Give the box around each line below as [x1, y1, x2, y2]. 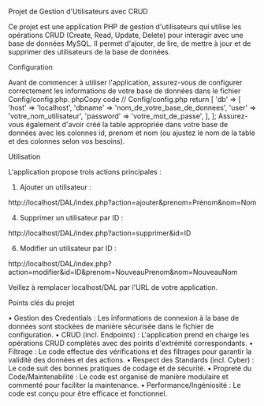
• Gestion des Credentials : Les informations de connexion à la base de [8, 314, 240, 322]
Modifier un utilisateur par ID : [19, 244, 117, 253]
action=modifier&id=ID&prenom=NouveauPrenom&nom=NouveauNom [8, 268, 238, 276]
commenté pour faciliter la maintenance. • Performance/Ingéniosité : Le [8, 381, 242, 389]
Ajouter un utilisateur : [19, 182, 92, 192]
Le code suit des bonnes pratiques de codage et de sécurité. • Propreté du [8, 363, 252, 373]
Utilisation [8, 152, 41, 161]
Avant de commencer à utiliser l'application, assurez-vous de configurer [8, 78, 243, 87]
